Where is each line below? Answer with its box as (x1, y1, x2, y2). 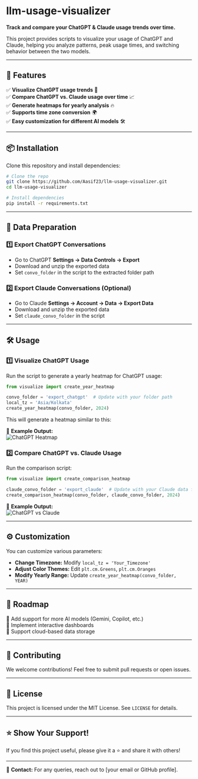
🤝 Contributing (6, 651, 61, 661)
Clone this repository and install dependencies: (6, 161, 121, 169)
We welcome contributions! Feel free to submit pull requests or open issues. (6, 666, 191, 673)
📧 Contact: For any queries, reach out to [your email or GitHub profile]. (6, 766, 178, 773)
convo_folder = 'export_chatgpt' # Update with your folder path (6, 395, 173, 400)
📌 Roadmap (6, 599, 49, 610)
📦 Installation (6, 143, 59, 153)
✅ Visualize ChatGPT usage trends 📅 (6, 86, 98, 93)
